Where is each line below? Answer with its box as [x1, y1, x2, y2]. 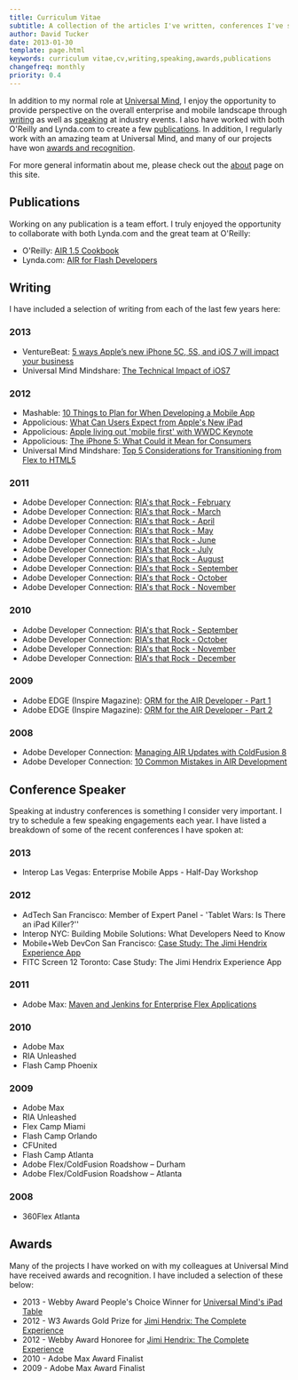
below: [9, 1279, 34, 1289]
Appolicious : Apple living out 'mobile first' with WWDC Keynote [21, 426, 254, 436]
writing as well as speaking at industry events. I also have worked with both [9, 114, 286, 124]
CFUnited [21, 1140, 58, 1151]
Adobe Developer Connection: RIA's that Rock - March [21, 507, 222, 517]
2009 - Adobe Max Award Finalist [21, 1362, 145, 1373]
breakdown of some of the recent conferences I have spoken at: [9, 824, 244, 835]
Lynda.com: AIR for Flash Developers [21, 254, 158, 265]
